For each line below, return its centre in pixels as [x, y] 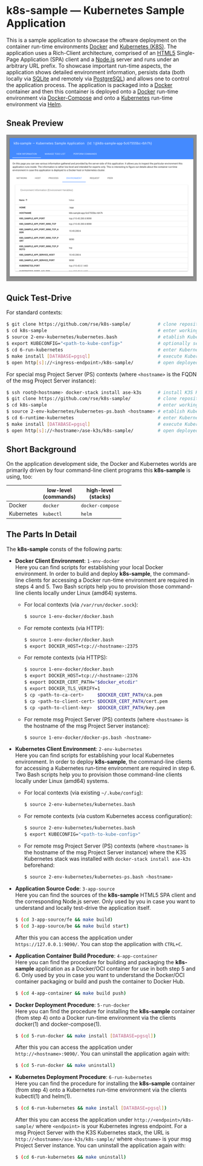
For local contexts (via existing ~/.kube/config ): [83, 793]
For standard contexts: [34, 312]
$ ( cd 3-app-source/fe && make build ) [64, 920]
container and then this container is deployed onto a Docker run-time [92, 91]
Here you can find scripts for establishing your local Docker [89, 567]
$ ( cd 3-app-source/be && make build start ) [72, 926]
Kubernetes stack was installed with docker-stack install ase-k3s [108, 859]
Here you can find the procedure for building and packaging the [94, 962]
